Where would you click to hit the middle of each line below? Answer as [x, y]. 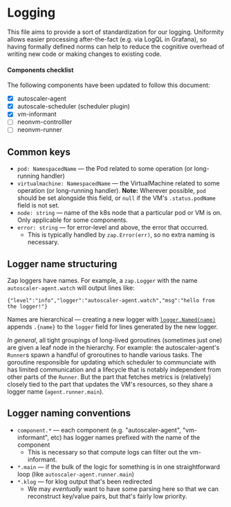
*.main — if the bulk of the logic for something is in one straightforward [118, 467]
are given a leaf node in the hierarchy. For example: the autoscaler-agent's [113, 348]
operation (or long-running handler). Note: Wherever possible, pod [111, 191]
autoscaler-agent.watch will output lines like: [71, 288]
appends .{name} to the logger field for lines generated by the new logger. [113, 327]
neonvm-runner [39, 130]
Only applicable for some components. [72, 220]
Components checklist [40, 70]
